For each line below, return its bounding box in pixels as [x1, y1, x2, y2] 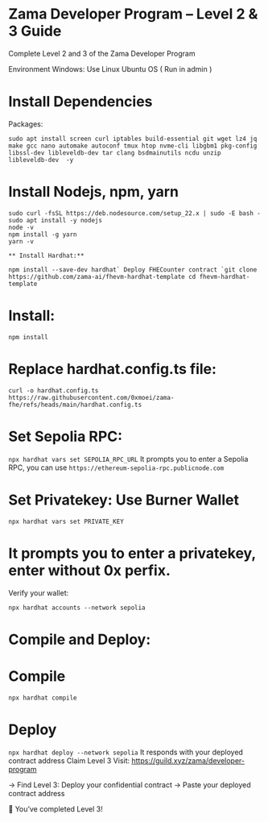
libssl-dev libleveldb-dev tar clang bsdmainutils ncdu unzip [8, 148, 221, 157]
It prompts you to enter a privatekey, [8, 544, 256, 563]
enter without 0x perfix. [8, 561, 171, 579]
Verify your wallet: [8, 587, 69, 597]
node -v [8, 223, 35, 231]
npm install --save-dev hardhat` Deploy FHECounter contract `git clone [8, 265, 258, 274]
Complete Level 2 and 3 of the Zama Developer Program [8, 48, 196, 58]
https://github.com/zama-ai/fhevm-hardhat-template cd [8, 272, 196, 280]
